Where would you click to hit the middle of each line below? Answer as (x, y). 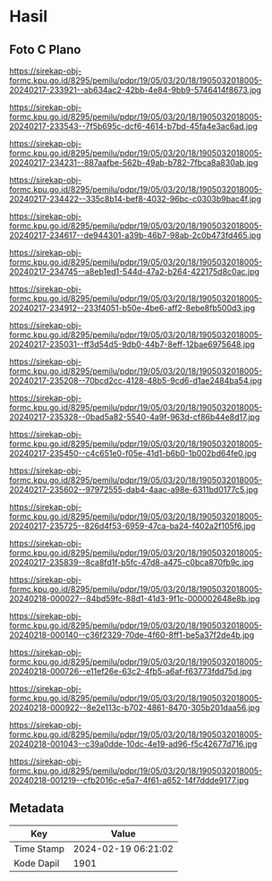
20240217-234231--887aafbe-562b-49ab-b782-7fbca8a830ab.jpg (134, 162)
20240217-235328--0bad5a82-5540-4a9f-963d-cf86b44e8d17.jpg (135, 417)
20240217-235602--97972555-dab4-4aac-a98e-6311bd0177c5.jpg (134, 490)
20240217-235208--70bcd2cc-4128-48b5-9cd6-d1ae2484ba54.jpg (136, 381)
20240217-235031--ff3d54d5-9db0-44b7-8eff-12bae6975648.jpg (132, 344)
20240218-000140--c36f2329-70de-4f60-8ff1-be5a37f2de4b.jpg (132, 635)
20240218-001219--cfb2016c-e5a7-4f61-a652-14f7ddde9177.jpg (129, 780)
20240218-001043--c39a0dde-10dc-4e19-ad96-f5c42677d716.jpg (133, 744)
